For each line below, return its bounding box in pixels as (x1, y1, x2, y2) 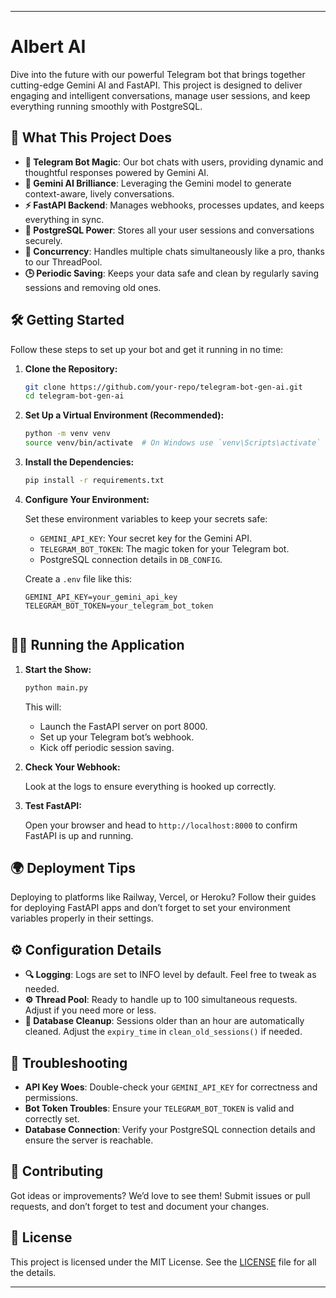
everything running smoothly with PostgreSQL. (10, 100, 203, 112)
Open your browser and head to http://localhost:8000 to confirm (24, 819, 298, 831)
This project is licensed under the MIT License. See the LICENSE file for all (10, 1256, 317, 1268)
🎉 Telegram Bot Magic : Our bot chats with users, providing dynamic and (24, 156, 324, 168)
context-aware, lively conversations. (24, 187, 175, 200)
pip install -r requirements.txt (24, 476, 165, 486)
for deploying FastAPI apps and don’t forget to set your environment (10, 902, 291, 914)
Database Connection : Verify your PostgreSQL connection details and (24, 1124, 316, 1136)
